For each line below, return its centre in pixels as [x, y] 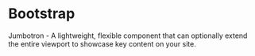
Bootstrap [42, 14]
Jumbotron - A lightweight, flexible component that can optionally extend [128, 35]
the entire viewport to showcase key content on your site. [102, 43]
